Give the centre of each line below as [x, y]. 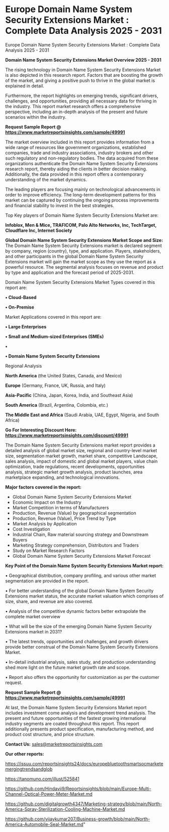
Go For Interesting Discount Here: [41, 430]
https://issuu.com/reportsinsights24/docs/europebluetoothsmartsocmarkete [84, 763]
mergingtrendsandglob [29, 769]
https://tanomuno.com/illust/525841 [42, 778]
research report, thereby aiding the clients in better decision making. [76, 169]
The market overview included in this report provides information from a [80, 142]
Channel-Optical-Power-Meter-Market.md [49, 794]
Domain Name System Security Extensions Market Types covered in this [80, 282]
